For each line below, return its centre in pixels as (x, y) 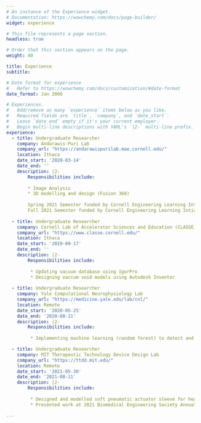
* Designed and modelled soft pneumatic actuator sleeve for (108, 399)
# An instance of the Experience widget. (59, 12)
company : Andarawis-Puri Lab (53, 144)
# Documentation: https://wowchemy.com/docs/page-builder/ (81, 17)
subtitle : (19, 72)
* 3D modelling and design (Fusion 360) (79, 194)
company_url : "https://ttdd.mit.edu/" (65, 360)
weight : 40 (20, 56)
